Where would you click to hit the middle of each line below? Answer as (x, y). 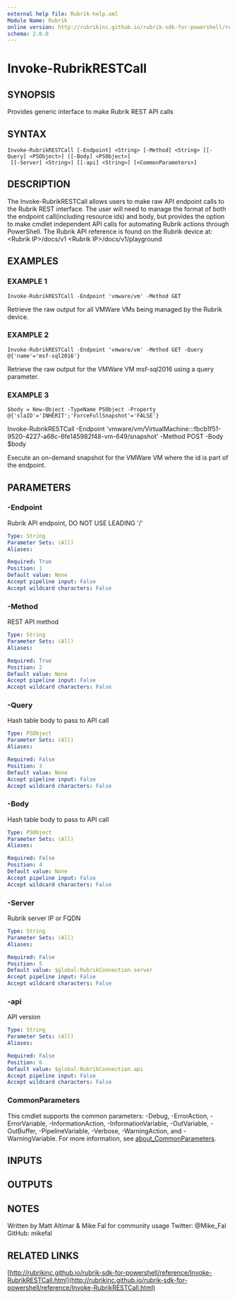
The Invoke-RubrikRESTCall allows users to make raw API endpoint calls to (116, 201)
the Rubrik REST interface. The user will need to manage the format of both (117, 209)
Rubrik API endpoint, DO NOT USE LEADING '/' (75, 523)
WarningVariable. (32, 1138)
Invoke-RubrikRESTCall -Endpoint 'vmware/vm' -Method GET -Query (105, 350)
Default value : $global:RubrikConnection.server (80, 971)
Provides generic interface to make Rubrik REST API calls (91, 112)
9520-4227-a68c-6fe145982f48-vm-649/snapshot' (83, 437)
